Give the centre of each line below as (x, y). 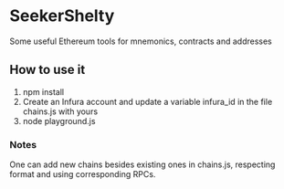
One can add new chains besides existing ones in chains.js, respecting (142, 164)
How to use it (47, 70)
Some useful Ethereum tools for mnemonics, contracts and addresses (141, 41)
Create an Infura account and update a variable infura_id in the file (147, 101)
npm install (43, 91)
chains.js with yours (60, 111)
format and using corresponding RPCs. (83, 174)
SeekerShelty (62, 16)
